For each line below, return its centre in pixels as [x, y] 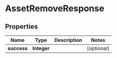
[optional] [98, 48]
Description [68, 40]
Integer [41, 48]
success [18, 48]
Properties [22, 27]
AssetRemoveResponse [55, 9]
